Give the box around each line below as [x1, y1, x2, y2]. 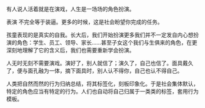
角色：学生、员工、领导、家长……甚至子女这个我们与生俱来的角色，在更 [16, 39, 198, 46]
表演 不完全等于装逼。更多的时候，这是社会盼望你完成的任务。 [6, 18, 163, 26]
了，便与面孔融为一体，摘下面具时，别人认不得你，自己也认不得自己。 [6, 67, 183, 74]
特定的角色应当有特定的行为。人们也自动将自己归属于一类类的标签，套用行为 [6, 88, 199, 95]
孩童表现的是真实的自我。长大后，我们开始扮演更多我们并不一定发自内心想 [6, 31, 193, 38]
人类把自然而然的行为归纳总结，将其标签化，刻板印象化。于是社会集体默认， [6, 80, 199, 87]
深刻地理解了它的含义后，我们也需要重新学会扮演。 [6, 46, 135, 54]
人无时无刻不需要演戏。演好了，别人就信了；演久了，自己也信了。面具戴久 [6, 60, 193, 67]
